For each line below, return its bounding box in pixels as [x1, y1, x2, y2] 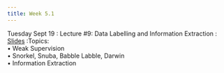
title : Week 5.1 [7, 10, 54, 17]
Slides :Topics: [7, 36, 50, 45]
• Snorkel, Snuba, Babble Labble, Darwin [7, 51, 125, 60]
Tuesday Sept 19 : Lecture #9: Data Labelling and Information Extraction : [7, 29, 218, 38]
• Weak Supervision [7, 44, 65, 52]
